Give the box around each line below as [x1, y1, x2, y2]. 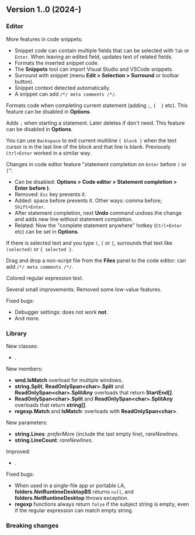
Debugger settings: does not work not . [14, 308, 108, 315]
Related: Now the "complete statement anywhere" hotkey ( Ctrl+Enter [14, 222, 182, 229]
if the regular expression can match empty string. [14, 506, 134, 514]
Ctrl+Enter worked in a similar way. [6, 149, 92, 156]
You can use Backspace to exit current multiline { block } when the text [6, 137, 177, 144]
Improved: [6, 448, 31, 455]
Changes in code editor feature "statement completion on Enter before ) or [6, 160, 187, 167]
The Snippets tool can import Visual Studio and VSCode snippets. [14, 66, 173, 73]
